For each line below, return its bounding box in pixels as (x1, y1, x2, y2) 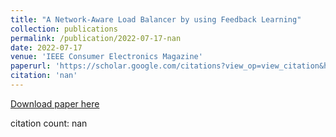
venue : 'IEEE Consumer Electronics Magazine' (10, 52, 203, 62)
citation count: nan (10, 117, 88, 129)
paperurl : (10, 61, 52, 71)
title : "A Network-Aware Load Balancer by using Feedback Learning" (10, 14, 302, 25)
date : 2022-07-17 (10, 42, 83, 53)
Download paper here (10, 97, 100, 110)
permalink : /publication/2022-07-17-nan (10, 33, 182, 43)
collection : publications (10, 24, 118, 34)
